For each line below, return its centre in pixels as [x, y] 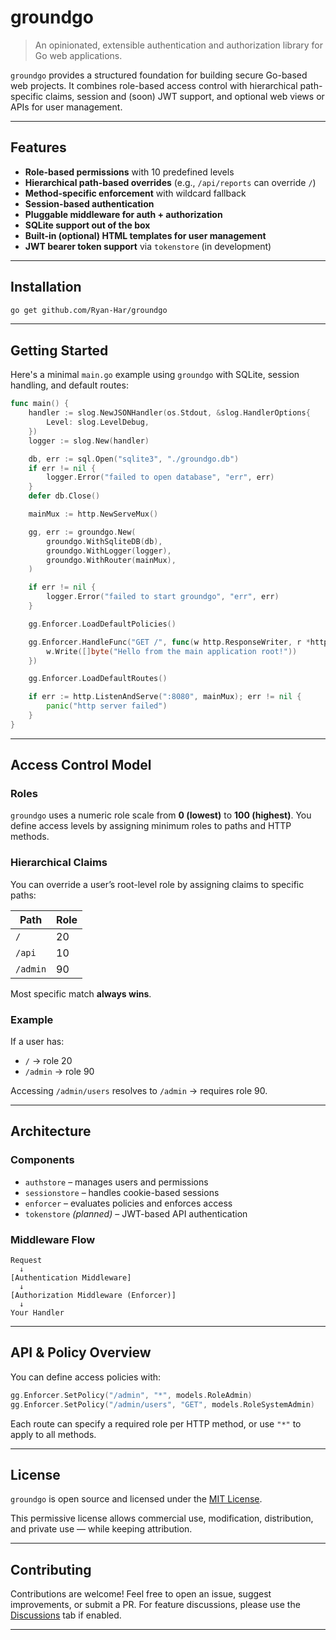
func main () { [40, 404]
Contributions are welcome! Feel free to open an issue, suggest [141, 1594]
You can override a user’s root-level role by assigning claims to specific [157, 884]
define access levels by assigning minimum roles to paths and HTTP [151, 826]
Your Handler [37, 1313]
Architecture [51, 1131]
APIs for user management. [66, 107]
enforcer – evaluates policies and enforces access [128, 1203]
